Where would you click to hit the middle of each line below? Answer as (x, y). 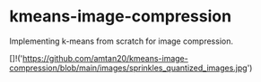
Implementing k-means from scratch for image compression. (121, 41)
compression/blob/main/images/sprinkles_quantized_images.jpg (129, 68)
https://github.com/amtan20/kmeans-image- (105, 58)
